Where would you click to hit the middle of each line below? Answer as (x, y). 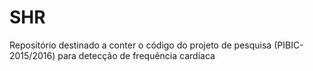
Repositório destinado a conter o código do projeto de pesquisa (140, 45)
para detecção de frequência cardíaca (136, 55)
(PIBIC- (288, 45)
